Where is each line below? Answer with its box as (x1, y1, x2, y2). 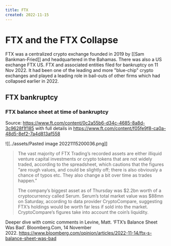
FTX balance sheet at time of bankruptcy (5, 108, 109, 115)
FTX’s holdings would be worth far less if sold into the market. (17, 204, 148, 210)
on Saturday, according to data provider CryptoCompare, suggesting (17, 199, 163, 205)
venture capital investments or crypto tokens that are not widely (17, 156, 152, 162)
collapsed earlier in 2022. (5, 78, 59, 84)
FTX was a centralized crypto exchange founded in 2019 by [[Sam (5, 51, 144, 57)
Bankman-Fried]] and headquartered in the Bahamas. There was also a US (5, 57, 162, 63)
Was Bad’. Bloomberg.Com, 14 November (5, 225, 92, 231)
